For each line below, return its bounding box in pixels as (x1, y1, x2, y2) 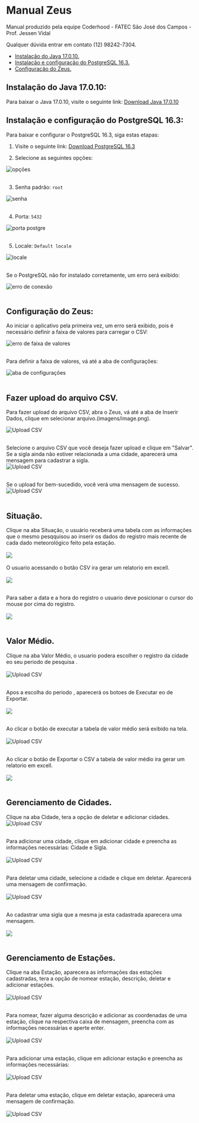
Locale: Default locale (14, 242, 72, 249)
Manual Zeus (6, 4, 72, 17)
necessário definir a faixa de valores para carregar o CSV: (6, 328, 148, 336)
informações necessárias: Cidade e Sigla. (6, 844, 108, 851)
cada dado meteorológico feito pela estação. (6, 539, 116, 546)
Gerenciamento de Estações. (6, 953, 116, 963)
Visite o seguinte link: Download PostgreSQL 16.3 (14, 143, 135, 150)
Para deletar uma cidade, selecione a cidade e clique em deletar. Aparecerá (6, 874, 192, 881)
